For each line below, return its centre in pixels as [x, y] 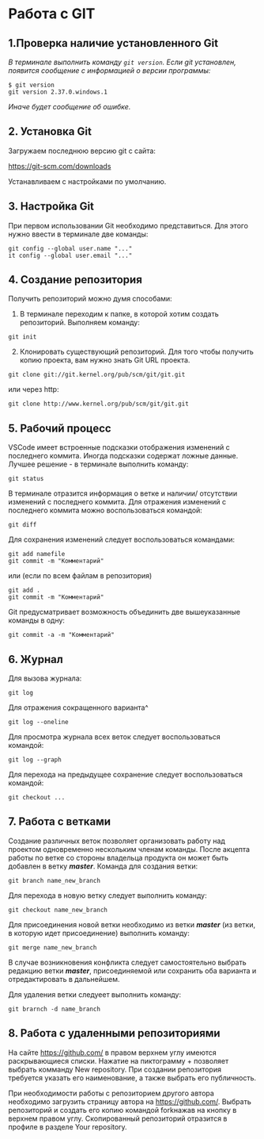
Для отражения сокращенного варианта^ [78, 708]
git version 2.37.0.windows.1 [58, 92]
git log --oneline [38, 723]
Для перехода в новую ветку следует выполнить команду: [107, 895]
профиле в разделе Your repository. [68, 1126]
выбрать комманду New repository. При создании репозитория [115, 1069]
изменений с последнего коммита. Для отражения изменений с [117, 502]
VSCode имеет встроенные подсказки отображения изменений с [119, 447]
